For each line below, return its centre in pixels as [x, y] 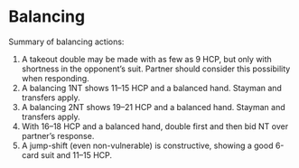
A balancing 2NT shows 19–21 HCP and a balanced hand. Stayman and [153, 107]
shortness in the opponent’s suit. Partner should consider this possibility [156, 69]
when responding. [55, 78]
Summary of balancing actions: [66, 42]
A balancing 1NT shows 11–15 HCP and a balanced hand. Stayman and [151, 88]
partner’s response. [58, 135]
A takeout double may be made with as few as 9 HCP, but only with [146, 59]
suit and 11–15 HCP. [77, 154]
